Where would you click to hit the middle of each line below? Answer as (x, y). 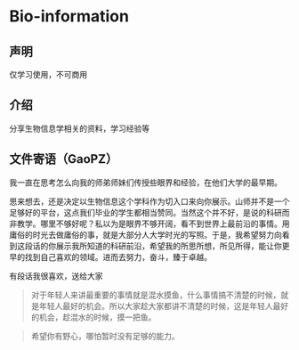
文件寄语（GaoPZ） (64, 159)
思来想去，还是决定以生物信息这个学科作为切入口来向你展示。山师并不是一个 (149, 201)
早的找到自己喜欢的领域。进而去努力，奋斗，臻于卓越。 (110, 256)
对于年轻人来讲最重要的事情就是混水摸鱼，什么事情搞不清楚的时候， (156, 295)
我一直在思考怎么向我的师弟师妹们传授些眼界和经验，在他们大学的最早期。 (145, 182)
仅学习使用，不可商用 (48, 74)
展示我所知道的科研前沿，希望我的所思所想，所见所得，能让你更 (173, 246)
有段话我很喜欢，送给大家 (56, 276)
